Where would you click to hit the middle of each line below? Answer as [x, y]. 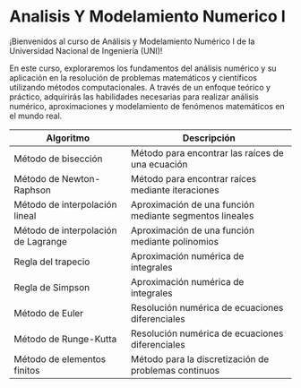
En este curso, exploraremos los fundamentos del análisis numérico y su [143, 68]
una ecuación [159, 164]
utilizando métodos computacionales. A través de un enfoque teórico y [140, 87]
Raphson [32, 190]
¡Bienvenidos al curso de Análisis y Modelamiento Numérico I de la [132, 41]
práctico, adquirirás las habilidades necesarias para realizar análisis [134, 97]
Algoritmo [68, 138]
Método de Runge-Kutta [65, 339]
